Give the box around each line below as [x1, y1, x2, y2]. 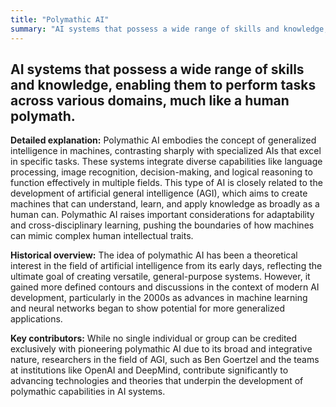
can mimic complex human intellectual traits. [10, 230, 194, 242]
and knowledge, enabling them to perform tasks [10, 76, 317, 93]
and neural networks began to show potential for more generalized [10, 302, 286, 315]
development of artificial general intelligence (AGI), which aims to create [10, 187, 308, 200]
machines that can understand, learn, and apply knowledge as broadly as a [10, 198, 320, 210]
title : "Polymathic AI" [10, 14, 110, 25]
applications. [10, 313, 63, 325]
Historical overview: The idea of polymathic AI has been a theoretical [10, 249, 298, 261]
